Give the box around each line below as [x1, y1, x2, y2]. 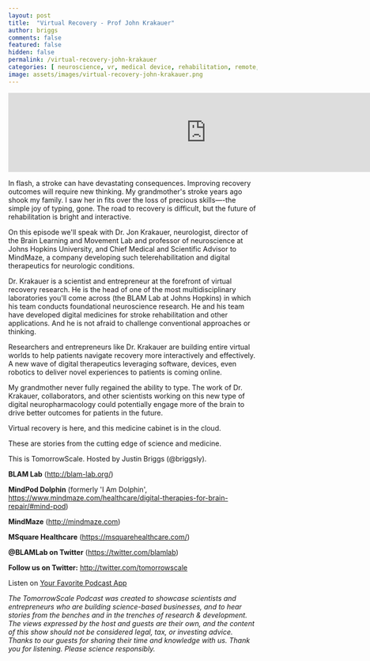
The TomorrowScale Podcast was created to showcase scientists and [8, 593, 237, 602]
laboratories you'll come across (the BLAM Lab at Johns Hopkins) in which [8, 293, 251, 302]
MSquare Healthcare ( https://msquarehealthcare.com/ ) [8, 532, 191, 541]
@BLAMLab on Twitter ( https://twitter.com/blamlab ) [8, 547, 179, 557]
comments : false [8, 33, 62, 42]
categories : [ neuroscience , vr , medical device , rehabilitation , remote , [8, 63, 260, 71]
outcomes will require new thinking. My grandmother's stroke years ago [8, 187, 243, 196]
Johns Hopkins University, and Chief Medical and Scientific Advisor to [8, 244, 237, 253]
